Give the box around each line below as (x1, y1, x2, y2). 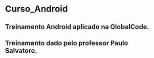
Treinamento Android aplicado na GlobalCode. (5, 23, 149, 31)
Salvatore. (5, 46, 38, 55)
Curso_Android (5, 3, 68, 14)
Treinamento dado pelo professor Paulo (5, 39, 128, 47)
